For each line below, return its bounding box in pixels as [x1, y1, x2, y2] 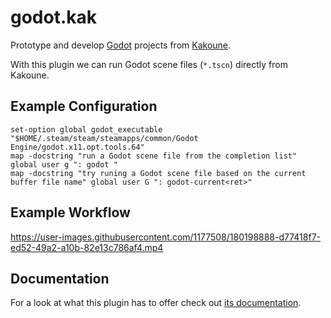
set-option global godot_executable [10, 124, 163, 135]
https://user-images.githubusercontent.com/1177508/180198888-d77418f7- [10, 231, 322, 243]
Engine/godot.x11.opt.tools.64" [10, 142, 145, 152]
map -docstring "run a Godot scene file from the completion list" [10, 151, 298, 161]
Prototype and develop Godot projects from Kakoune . [10, 39, 232, 51]
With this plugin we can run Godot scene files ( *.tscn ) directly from [10, 58, 288, 70]
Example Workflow [10, 204, 131, 221]
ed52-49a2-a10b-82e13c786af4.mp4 [10, 241, 164, 253]
